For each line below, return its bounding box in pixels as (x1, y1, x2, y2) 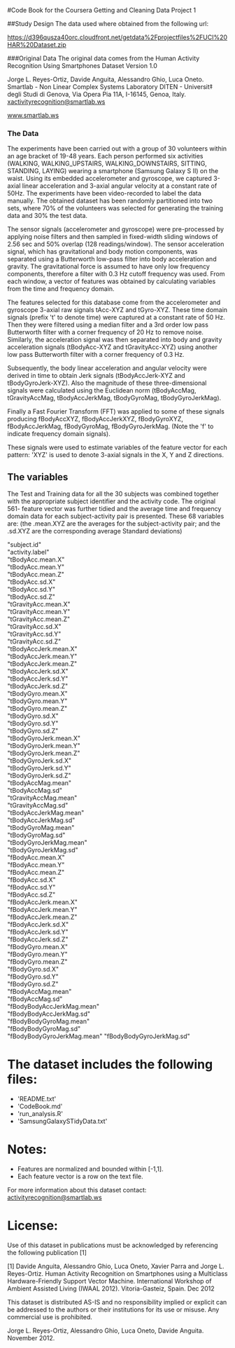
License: (7, 1218, 58, 1234)
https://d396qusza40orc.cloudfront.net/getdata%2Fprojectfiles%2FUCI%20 (7, 33, 228, 41)
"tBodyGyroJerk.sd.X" (7, 756, 72, 765)
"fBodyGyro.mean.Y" (7, 950, 68, 959)
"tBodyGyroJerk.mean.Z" (7, 749, 80, 758)
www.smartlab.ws (7, 111, 59, 119)
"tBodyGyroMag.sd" (7, 831, 66, 840)
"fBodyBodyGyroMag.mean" (7, 1017, 90, 1026)
